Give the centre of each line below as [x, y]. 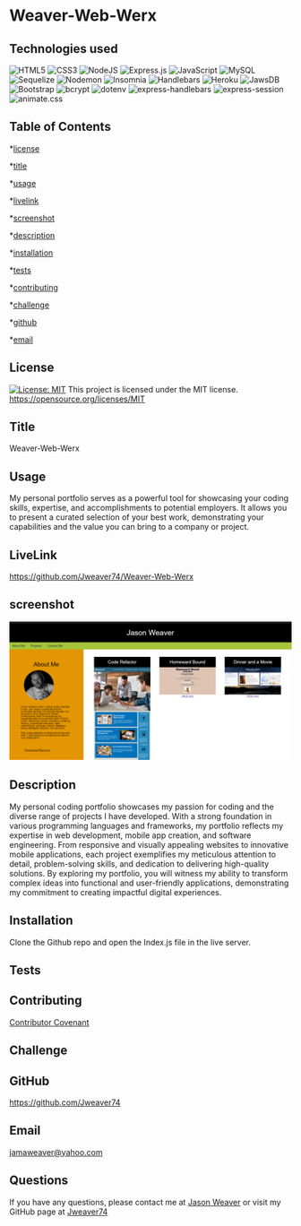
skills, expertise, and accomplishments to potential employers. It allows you [148, 508]
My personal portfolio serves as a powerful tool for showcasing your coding [149, 498]
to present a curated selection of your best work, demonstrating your [137, 517]
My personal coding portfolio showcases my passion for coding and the [142, 807]
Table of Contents [60, 127]
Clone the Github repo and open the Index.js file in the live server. [130, 942]
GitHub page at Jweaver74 [59, 1212]
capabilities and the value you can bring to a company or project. [129, 527]
